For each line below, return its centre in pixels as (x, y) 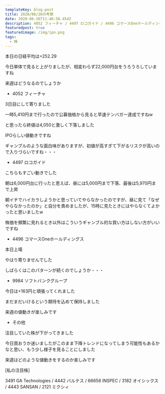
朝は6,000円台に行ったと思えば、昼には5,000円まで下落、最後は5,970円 (79, 183)
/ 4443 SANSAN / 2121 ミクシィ (37, 387)
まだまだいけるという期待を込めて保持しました (52, 301)
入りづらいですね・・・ (33, 152)
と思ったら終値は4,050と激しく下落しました (50, 125)
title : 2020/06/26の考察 (29, 14)
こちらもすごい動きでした (31, 173)
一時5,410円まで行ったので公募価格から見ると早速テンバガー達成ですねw (79, 114)
